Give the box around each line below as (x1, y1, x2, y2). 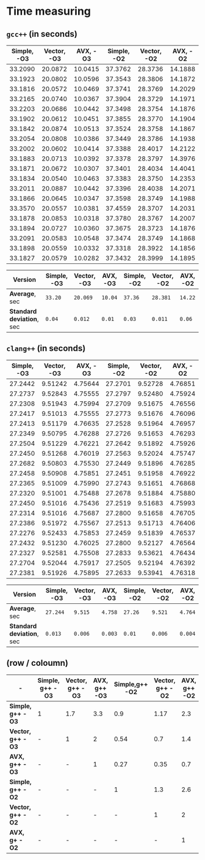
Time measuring (6, 4, 92, 18)
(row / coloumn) (6, 658, 68, 668)
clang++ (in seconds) (6, 343, 86, 353)
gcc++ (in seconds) (6, 29, 77, 39)
